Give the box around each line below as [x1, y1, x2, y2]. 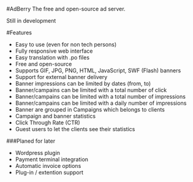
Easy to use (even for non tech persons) [15, 41, 117, 48]
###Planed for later [6, 137, 56, 145]
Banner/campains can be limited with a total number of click [15, 86, 167, 94]
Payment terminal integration [15, 156, 89, 163]
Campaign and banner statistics [15, 113, 96, 119]
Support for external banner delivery [15, 74, 108, 80]
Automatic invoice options [15, 162, 81, 169]
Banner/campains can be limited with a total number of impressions [15, 93, 186, 100]
